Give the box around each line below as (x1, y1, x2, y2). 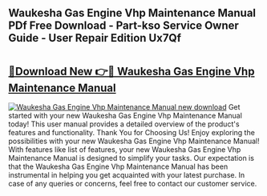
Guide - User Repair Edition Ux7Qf (8, 31, 182, 45)
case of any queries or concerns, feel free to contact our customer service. (8, 179, 257, 188)
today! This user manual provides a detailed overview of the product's (8, 119, 240, 129)
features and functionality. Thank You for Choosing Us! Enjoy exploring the (8, 128, 255, 137)
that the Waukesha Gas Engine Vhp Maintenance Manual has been (8, 162, 229, 171)
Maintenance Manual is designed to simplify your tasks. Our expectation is (8, 154, 255, 162)
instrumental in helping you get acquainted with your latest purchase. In (8, 170, 245, 179)
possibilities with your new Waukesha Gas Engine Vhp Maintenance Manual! (8, 136, 260, 146)
